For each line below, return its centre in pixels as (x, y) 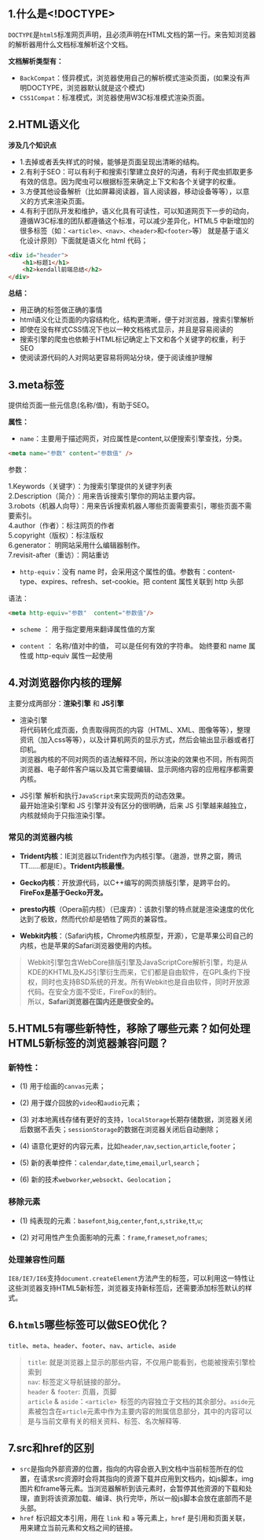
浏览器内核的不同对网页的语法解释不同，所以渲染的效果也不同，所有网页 (136, 759)
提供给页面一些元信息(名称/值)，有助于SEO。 (81, 405)
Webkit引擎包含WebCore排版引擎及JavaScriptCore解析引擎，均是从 (137, 962)
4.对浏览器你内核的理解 (65, 683)
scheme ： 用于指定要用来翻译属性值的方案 (87, 629)
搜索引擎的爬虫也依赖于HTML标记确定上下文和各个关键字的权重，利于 (132, 340)
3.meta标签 (36, 385)
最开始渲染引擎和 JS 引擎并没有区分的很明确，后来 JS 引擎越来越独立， (135, 805)
